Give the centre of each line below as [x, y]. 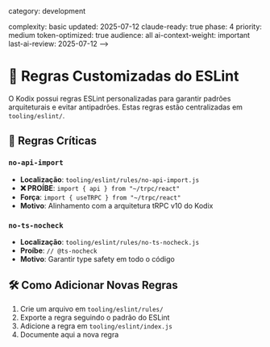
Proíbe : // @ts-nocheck [58, 250]
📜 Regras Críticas [53, 141]
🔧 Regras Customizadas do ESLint [124, 76]
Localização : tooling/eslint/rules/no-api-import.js [110, 180]
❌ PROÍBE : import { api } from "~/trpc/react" [100, 188]
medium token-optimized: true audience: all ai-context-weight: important [129, 35]
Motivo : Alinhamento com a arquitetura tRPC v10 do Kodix [116, 205]
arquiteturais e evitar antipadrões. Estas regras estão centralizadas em [126, 107]
